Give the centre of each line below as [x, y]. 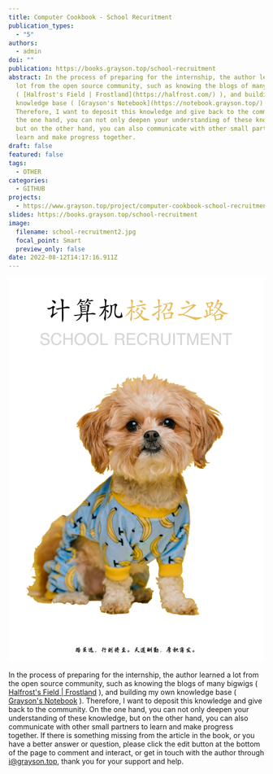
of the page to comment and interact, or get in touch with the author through [136, 752]
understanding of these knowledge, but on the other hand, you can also [128, 718]
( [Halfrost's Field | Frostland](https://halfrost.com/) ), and [129, 94]
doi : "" [22, 60]
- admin [29, 52]
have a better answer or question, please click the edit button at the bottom [134, 744]
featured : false [36, 155]
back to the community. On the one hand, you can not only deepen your [129, 709]
